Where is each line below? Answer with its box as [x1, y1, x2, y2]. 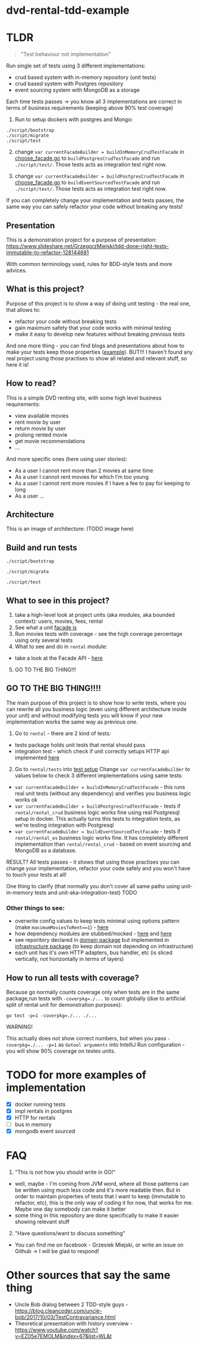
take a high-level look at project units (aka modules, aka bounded [14, 611, 175, 618]
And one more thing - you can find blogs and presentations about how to [6, 342, 185, 349]
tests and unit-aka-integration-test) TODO [34, 889, 138, 896]
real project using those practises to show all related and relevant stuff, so [6, 354, 187, 361]
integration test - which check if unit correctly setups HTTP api [14, 747, 169, 755]
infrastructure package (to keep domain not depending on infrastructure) [14, 943, 194, 950]
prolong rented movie [14, 431, 68, 438]
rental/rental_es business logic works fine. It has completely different [14, 834, 189, 841]
